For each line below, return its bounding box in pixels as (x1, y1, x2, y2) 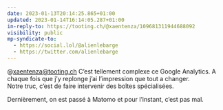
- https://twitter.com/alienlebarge (13, 49, 118, 56)
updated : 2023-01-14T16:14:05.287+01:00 (7, 16, 125, 23)
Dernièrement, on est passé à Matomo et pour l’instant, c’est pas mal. (7, 95, 204, 103)
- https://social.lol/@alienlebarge (13, 42, 118, 49)
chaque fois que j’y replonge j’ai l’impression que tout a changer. (7, 74, 191, 82)
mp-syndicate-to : (7, 36, 57, 43)
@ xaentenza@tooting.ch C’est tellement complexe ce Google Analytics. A (7, 67, 217, 76)
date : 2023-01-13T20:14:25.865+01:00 (7, 10, 116, 17)
